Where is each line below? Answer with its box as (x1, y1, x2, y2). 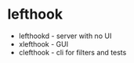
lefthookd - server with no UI (18, 31, 112, 40)
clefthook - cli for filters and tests (18, 47, 127, 57)
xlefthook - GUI (18, 39, 68, 48)
